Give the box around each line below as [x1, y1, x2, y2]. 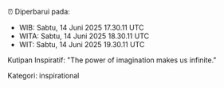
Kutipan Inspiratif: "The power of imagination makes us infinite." [7, 55, 217, 65]
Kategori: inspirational [7, 71, 80, 80]
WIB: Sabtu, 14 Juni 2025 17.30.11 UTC [18, 23, 144, 32]
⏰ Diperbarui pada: [7, 7, 71, 16]
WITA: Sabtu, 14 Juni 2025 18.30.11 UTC [18, 31, 150, 41]
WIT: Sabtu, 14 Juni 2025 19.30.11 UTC [18, 40, 145, 49]
